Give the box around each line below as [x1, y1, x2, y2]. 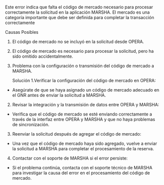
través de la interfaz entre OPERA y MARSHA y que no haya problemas [12, 116, 155, 122]
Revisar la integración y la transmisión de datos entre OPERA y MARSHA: [12, 102, 160, 107]
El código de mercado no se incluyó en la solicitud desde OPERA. [12, 39, 144, 45]
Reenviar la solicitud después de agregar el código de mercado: [12, 131, 141, 137]
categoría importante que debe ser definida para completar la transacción [5, 15, 154, 20]
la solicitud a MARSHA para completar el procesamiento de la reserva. [12, 146, 154, 151]
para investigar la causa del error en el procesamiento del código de [12, 170, 150, 176]
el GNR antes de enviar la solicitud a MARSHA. [12, 92, 106, 98]
